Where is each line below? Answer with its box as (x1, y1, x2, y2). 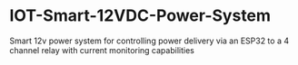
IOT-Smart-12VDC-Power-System (9, 5, 271, 26)
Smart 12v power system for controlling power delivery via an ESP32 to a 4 (9, 35, 289, 46)
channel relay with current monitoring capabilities (9, 44, 195, 55)
